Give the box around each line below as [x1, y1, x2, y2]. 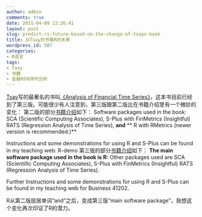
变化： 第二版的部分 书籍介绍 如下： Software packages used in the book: [6, 108, 187, 116]
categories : [6, 48, 36, 54]
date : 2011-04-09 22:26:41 [6, 20, 74, 26]
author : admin [6, 8, 42, 15]
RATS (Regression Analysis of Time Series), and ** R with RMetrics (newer [6, 122, 192, 129]
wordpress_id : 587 [6, 43, 52, 49]
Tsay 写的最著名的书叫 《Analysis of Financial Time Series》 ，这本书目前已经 [6, 93, 193, 101]
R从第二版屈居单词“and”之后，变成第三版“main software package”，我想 [6, 197, 187, 204]
